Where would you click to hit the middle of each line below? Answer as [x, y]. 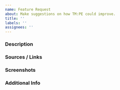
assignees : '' [19, 27]
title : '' [15, 18]
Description [19, 44]
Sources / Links [24, 57]
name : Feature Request [28, 9]
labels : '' [16, 23]
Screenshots [20, 70]
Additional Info [23, 83]
